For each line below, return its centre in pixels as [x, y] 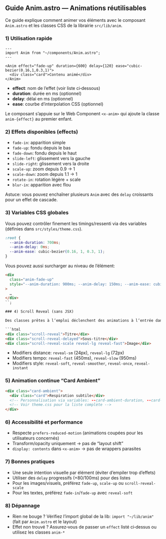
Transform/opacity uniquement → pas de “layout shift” [68, 444]
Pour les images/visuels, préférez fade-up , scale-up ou [68, 483]
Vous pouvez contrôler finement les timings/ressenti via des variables [76, 224]
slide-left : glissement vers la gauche [51, 158]
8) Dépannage [23, 505]
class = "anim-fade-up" [32, 279]
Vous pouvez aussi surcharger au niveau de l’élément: [60, 266]
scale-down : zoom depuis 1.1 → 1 [45, 174]
